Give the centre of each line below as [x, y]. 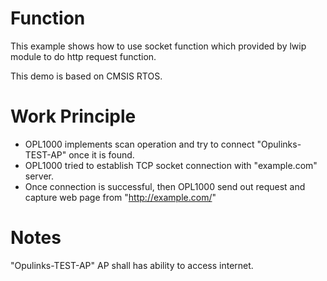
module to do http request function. [83, 56]
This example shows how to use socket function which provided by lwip [158, 46]
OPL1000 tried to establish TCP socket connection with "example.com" [171, 165]
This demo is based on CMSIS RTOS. [86, 76]
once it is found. [101, 154]
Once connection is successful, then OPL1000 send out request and [165, 186]
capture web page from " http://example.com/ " [120, 197]
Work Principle [73, 116]
